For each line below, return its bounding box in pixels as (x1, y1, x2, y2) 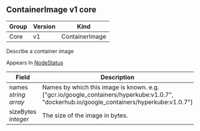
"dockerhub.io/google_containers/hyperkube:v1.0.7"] (42, 98, 193, 106)
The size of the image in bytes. (42, 111, 128, 119)
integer (9, 115, 29, 123)
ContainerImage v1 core (6, 5, 97, 15)
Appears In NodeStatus (6, 59, 64, 66)
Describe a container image (6, 47, 74, 55)
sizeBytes (9, 107, 37, 116)
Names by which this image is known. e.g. (42, 83, 160, 91)
